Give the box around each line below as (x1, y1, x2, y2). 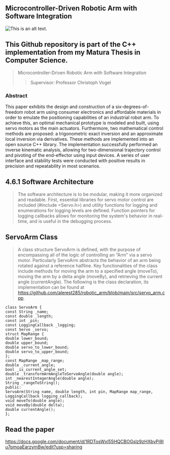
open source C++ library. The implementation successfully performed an (5, 141, 158, 147)
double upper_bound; (5, 340, 49, 345)
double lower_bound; (5, 336, 49, 341)
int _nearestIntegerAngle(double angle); (5, 376, 94, 381)
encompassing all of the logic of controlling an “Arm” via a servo (17, 251, 152, 258)
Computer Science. (5, 56, 68, 65)
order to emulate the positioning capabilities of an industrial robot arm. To (5, 114, 159, 120)
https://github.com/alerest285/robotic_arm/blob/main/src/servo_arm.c (17, 289, 165, 296)
